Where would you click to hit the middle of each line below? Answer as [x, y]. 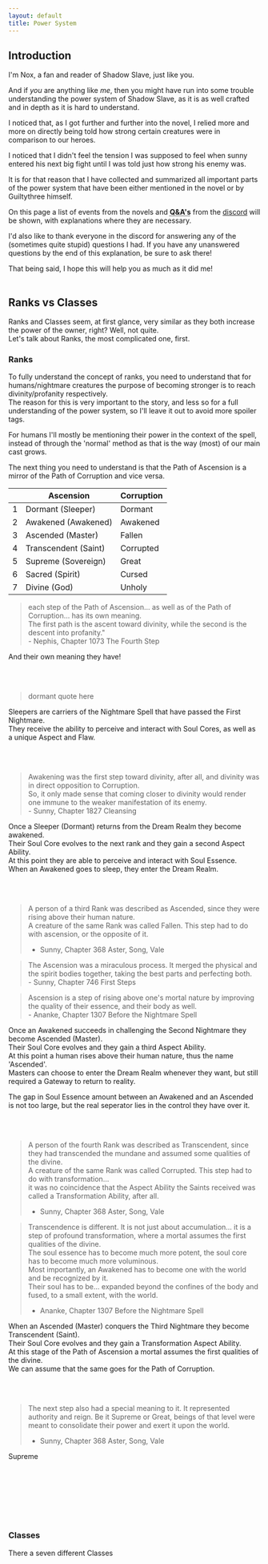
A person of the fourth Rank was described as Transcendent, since [138, 1145]
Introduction [40, 56]
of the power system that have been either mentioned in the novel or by [126, 188]
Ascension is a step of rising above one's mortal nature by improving [141, 998]
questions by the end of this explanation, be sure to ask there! [110, 253]
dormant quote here [61, 696]
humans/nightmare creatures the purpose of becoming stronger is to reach [132, 385]
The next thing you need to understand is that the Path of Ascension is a [127, 468]
